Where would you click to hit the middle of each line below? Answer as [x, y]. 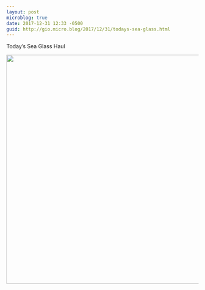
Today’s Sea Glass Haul [36, 46]
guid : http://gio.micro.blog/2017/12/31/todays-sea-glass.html [88, 29]
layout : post [23, 12]
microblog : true [27, 18]
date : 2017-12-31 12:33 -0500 [45, 23]
